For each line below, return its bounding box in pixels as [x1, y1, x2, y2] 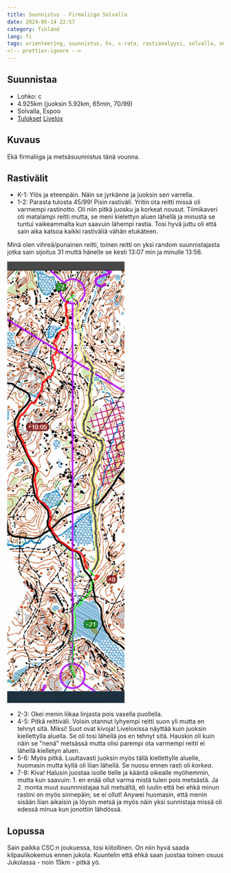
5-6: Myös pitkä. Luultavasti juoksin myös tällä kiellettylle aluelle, [16, 754, 201, 762]
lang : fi [7, 33, 32, 40]
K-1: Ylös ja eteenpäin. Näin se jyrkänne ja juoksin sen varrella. [16, 190, 195, 199]
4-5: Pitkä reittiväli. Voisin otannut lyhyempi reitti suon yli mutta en [16, 717, 205, 725]
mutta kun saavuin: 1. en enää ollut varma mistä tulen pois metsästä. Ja [16, 776, 219, 784]
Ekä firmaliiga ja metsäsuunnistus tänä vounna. [7, 152, 140, 161]
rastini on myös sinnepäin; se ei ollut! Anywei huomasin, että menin [16, 790, 208, 799]
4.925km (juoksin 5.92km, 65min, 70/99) [16, 99, 133, 108]
